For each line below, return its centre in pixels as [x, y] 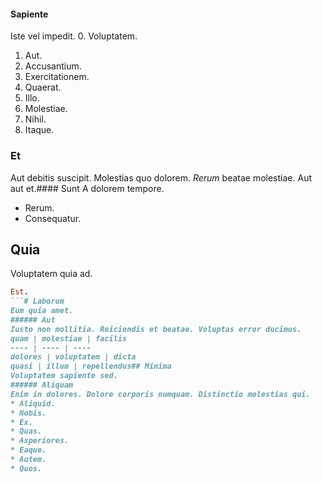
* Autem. [28, 460]
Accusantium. [53, 66]
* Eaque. [28, 450]
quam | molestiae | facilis [69, 338]
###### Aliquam [42, 385]
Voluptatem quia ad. [51, 274]
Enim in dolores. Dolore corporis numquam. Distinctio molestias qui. [160, 394]
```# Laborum [37, 301]
